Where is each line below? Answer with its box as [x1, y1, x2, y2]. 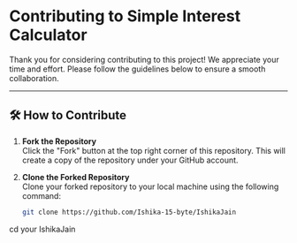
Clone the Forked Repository [21, 171, 130, 182]
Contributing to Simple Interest [9, 6, 241, 27]
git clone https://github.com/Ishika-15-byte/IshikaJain [21, 208, 237, 216]
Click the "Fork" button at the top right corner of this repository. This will [21, 145, 286, 156]
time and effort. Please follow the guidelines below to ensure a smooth [9, 64, 266, 74]
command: [21, 190, 62, 201]
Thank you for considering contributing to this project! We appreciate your [9, 54, 280, 65]
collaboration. [9, 72, 59, 83]
